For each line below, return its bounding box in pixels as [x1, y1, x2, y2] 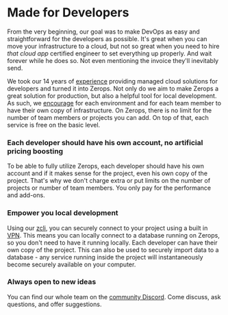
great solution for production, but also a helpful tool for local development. [7, 91, 217, 100]
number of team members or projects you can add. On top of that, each [7, 113, 209, 121]
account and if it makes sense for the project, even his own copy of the [7, 169, 207, 177]
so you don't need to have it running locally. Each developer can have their [7, 238, 218, 247]
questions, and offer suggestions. [7, 300, 102, 308]
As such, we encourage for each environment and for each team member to [7, 99, 221, 107]
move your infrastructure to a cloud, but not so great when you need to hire [7, 42, 220, 50]
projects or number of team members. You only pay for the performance [7, 184, 211, 192]
